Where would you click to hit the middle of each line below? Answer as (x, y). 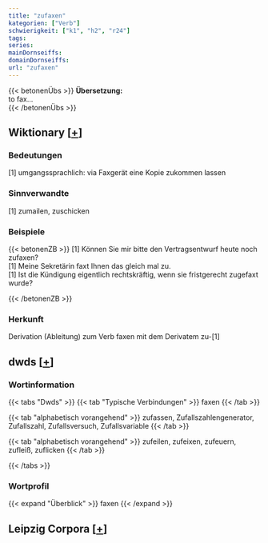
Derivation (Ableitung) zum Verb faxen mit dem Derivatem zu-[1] (114, 337)
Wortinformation (41, 385)
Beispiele (27, 231)
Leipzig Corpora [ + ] (58, 529)
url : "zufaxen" (34, 68)
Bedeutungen (35, 155)
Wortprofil (29, 486)
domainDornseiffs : (39, 61)
